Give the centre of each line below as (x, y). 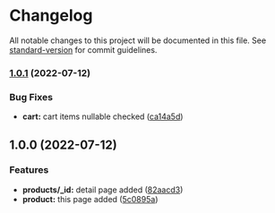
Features (29, 170)
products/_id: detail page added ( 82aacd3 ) (103, 190)
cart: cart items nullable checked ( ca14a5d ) (103, 116)
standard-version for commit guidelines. (83, 49)
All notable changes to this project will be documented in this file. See (138, 40)
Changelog (51, 16)
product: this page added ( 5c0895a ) (90, 199)
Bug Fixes (31, 97)
